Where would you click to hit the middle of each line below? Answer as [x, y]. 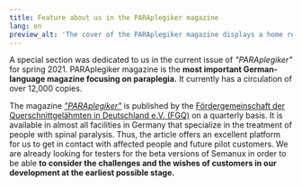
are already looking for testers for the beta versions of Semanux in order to [148, 154]
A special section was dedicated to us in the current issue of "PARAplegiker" [151, 60]
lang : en [26, 26]
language [27, 79]
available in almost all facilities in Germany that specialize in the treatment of [151, 125]
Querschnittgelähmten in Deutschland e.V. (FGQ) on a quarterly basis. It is [146, 116]
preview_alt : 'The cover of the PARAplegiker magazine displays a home [146, 34]
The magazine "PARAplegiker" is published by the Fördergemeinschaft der [147, 106]
